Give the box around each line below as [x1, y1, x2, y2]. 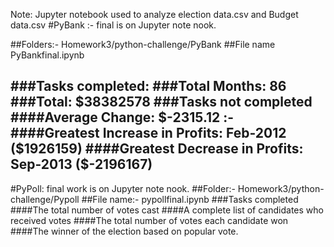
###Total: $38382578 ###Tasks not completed [10, 94, 313, 111]
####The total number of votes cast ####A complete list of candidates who [10, 204, 324, 216]
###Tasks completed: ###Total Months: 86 [10, 78, 287, 95]
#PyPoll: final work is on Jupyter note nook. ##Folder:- [10, 182, 236, 194]
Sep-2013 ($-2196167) [10, 156, 153, 173]
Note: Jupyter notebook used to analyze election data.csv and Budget [10, 9, 299, 20]
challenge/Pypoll [10, 193, 80, 205]
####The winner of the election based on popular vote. [10, 225, 239, 237]
